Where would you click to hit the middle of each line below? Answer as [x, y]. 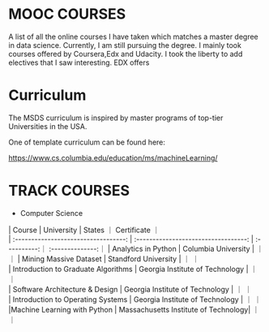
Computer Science [51, 213]
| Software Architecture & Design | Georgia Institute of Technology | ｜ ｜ [130, 289]
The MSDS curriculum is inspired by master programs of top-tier [116, 118]
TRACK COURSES [69, 191]
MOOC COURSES [67, 14]
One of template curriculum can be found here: [87, 142]
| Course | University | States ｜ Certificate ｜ [84, 230]
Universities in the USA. [48, 126]
